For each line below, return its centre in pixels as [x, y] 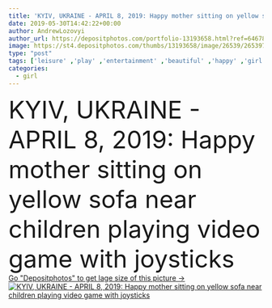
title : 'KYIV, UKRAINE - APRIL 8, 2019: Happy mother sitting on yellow [134, 16]
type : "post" [30, 53]
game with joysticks [121, 259]
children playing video [134, 229]
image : [19, 46]
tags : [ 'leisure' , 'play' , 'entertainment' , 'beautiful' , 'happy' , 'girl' [137, 61]
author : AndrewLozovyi [47, 31]
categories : [28, 69]
